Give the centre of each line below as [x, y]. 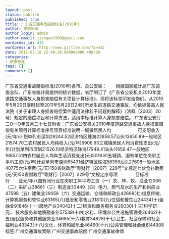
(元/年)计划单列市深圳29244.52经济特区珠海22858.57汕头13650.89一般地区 [84, 136]
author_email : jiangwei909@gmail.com [45, 38]
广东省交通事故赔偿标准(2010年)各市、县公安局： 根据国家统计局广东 [80, 86]
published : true [22, 19]
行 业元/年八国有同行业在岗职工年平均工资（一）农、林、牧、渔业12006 [83, 181]
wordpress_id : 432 [24, 43]
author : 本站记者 [22, 29]
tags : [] [14, 66]
